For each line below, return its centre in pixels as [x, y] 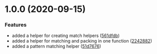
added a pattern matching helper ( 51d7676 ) [57, 46]
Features [16, 25]
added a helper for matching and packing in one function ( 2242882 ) [82, 41]
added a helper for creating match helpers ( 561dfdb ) [66, 35]
